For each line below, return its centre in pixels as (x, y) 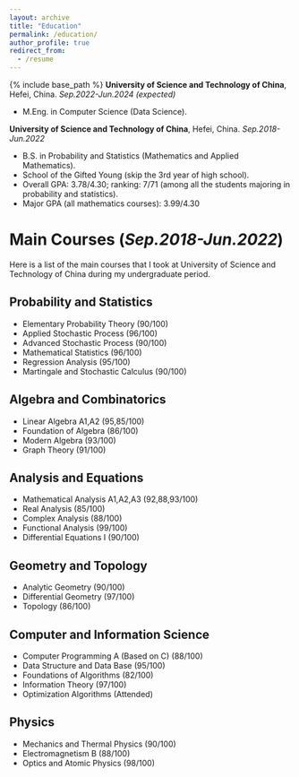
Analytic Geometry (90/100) (73, 587)
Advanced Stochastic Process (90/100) (94, 342)
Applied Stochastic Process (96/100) (90, 333)
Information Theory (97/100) (74, 685)
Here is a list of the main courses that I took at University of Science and (142, 264)
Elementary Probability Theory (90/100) (95, 324)
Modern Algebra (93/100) (69, 440)
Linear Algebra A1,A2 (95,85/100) (83, 421)
